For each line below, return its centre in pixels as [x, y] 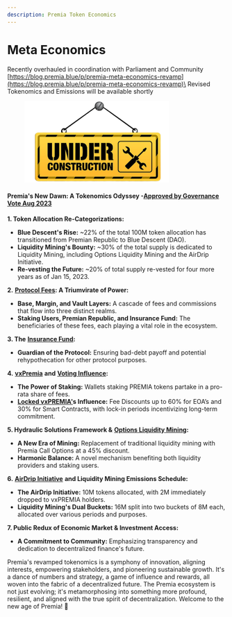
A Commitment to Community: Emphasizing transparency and [107, 541]
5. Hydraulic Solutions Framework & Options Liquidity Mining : [98, 430]
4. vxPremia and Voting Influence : [58, 373]
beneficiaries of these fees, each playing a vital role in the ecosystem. [117, 326]
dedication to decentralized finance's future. [81, 548]
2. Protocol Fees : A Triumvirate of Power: [68, 290]
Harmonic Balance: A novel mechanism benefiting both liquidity [109, 457]
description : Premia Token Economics [62, 15]
